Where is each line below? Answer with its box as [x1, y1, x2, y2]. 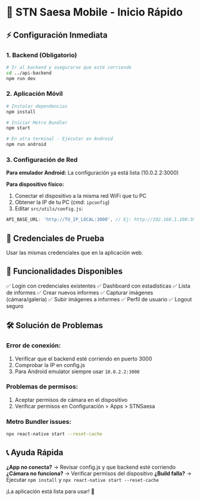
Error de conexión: [6, 341, 61, 350]
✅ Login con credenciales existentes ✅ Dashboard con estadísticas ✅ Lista [6, 282, 190, 289]
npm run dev [6, 75, 36, 81]
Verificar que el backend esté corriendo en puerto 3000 [14, 355, 152, 362]
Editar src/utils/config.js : [14, 205, 83, 212]
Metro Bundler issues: [6, 417, 71, 426]
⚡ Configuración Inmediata [6, 30, 108, 40]
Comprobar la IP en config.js [14, 361, 85, 368]
